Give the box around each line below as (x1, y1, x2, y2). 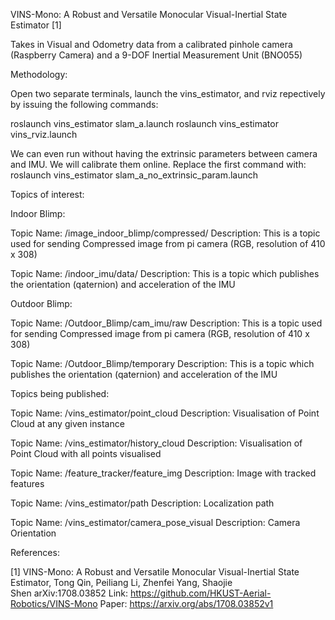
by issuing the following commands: (10, 99, 159, 110)
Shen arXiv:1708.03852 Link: (10, 587, 129, 599)
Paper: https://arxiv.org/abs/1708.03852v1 (99, 598, 274, 609)
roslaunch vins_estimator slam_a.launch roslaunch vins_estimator (10, 118, 279, 129)
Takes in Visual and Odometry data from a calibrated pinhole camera (10, 39, 293, 50)
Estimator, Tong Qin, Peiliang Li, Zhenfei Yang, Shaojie (10, 577, 233, 588)
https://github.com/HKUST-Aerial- (130, 587, 272, 599)
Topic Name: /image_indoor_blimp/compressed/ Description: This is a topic (10, 227, 321, 239)
